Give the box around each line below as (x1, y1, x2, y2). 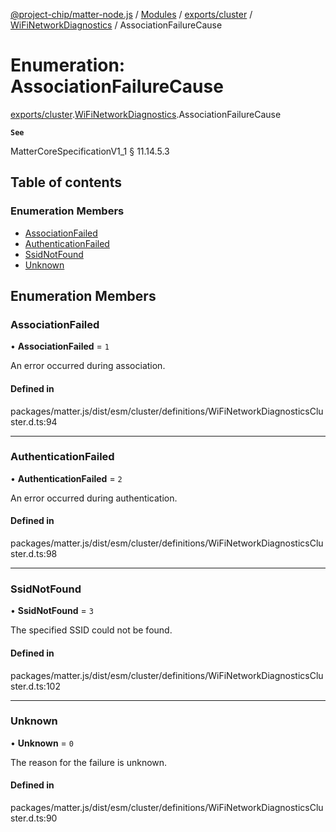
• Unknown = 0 (10, 737, 74, 749)
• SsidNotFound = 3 (10, 605, 94, 617)
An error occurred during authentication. (10, 492, 178, 504)
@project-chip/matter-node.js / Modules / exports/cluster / (10, 9, 253, 20)
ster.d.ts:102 (10, 680, 61, 692)
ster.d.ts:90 (10, 812, 58, 824)
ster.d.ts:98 (10, 548, 58, 560)
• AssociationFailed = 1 (10, 340, 110, 353)
